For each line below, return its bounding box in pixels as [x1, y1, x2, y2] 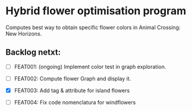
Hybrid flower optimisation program [5, 4, 187, 18]
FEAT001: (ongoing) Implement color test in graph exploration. [14, 63, 166, 70]
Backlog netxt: [5, 47, 61, 58]
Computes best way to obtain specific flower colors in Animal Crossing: [5, 24, 181, 31]
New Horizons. [5, 30, 42, 37]
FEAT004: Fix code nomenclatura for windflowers [14, 99, 136, 106]
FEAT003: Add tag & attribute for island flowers [14, 87, 130, 94]
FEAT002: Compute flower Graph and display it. [14, 75, 131, 82]
